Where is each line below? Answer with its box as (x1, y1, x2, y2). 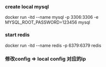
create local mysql (5, 3, 49, 10)
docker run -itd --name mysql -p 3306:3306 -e (5, 14, 99, 20)
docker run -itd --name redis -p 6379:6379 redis (5, 42, 102, 48)
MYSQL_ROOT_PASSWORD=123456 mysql (5, 19, 91, 25)
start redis (5, 31, 30, 38)
